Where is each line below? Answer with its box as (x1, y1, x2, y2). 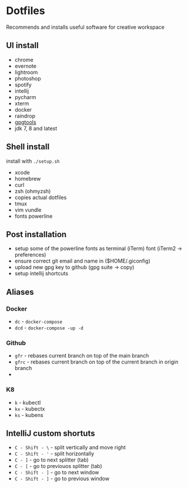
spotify (14, 81, 32, 88)
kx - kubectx (14, 405, 45, 412)
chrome (14, 56, 33, 63)
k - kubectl (14, 399, 41, 406)
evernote (14, 62, 37, 69)
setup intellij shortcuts (14, 270, 69, 277)
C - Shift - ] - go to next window (14, 469, 99, 476)
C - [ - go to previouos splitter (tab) (14, 463, 103, 470)
